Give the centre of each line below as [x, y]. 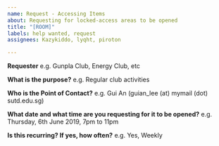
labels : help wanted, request [52, 33]
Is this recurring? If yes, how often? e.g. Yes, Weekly [85, 135]
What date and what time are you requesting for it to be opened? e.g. [110, 114]
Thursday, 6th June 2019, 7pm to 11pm [63, 122]
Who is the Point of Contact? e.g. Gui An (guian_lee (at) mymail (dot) [108, 93]
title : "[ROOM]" [31, 27]
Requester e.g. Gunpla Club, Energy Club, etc [74, 66]
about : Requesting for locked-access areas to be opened [93, 20]
